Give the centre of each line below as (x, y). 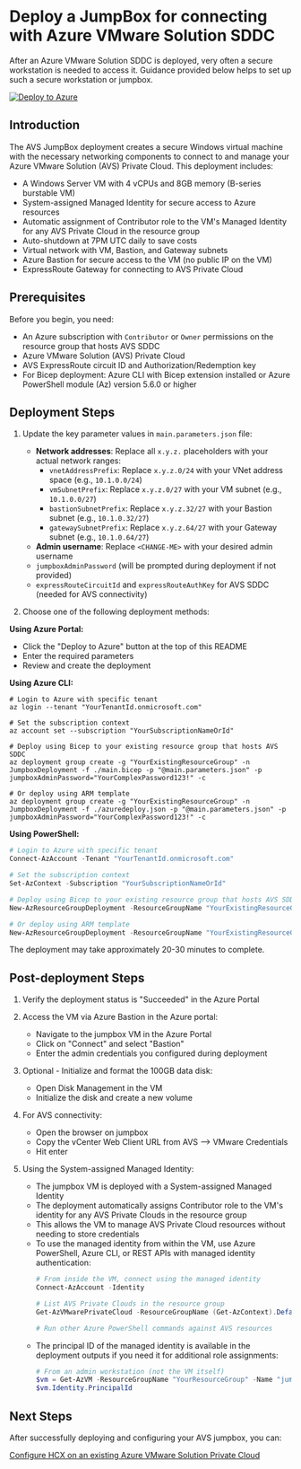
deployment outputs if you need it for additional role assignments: (157, 1355)
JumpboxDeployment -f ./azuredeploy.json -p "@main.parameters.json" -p (148, 810)
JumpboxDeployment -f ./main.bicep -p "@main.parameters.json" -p (136, 770)
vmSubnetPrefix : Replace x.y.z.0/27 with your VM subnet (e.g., (165, 489)
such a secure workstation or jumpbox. (82, 79)
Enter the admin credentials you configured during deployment (151, 1053)
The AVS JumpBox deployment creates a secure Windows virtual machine (146, 146)
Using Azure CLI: (41, 683)
